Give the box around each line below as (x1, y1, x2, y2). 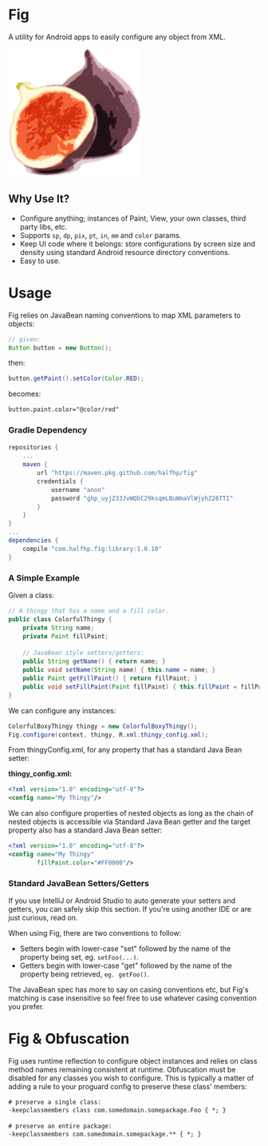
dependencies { (8, 537, 59, 545)
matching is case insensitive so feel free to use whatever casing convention (8, 993, 257, 1003)
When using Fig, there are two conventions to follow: (8, 928, 182, 938)
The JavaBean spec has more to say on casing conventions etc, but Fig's (8, 985, 249, 995)
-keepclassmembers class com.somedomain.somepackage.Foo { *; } (8, 1106, 227, 1115)
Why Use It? (8, 192, 70, 206)
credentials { (37, 477, 84, 485)
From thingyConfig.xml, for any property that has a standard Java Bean (8, 745, 242, 755)
